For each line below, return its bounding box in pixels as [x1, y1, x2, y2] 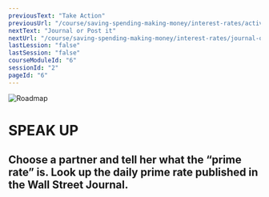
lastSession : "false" [8, 49, 81, 57]
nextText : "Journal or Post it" [8, 26, 116, 34]
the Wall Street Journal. [8, 178, 129, 192]
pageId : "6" [8, 71, 48, 79]
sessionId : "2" [8, 64, 59, 72]
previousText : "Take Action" [8, 11, 106, 20]
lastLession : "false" [8, 42, 81, 50]
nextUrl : [8, 34, 38, 42]
